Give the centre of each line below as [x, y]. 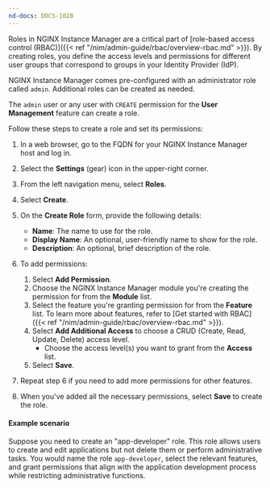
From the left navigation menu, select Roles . [93, 184]
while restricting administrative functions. [77, 475]
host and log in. [46, 152]
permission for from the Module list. [92, 296]
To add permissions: [54, 264]
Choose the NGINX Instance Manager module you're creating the [140, 288]
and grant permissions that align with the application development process [132, 467]
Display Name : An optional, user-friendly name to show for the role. [145, 240]
